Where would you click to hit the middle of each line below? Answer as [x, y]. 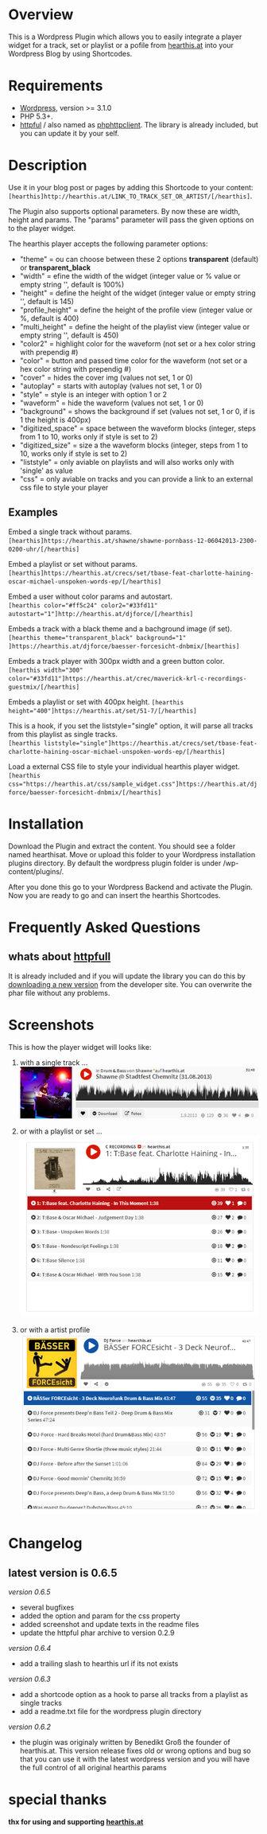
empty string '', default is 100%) [72, 284]
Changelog [45, 1544]
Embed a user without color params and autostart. [90, 596]
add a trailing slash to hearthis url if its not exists [99, 1664]
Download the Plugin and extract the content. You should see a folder [122, 846]
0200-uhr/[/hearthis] [44, 549]
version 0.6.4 [30, 1649]
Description [48, 166]
